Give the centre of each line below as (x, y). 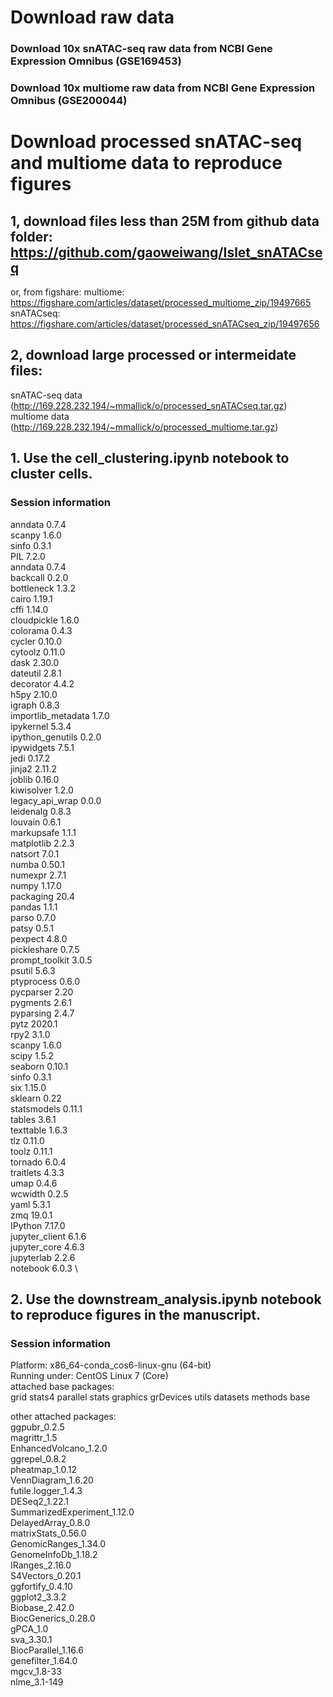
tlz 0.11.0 (27, 1140)
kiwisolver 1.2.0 (42, 790)
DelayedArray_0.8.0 (50, 1523)
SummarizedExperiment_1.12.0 (72, 1512)
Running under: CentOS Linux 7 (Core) (89, 1376)
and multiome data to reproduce (146, 163)
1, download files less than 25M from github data (165, 221)
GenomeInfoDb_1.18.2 (54, 1555)
